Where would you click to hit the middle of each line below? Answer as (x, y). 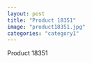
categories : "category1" (43, 33)
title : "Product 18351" (42, 20)
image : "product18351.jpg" (46, 27)
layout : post (26, 14)
